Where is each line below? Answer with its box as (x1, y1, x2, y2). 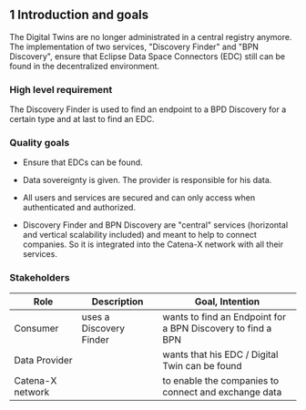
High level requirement (9, 83, 113, 96)
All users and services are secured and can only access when (22, 192, 256, 203)
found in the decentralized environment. (9, 60, 160, 71)
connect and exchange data (162, 385, 282, 398)
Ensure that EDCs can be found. (22, 157, 143, 168)
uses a (81, 310, 110, 323)
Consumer (14, 322, 59, 334)
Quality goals (9, 137, 70, 149)
